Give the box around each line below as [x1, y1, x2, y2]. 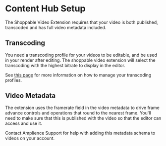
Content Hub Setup [5, 3, 86, 14]
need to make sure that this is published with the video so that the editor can [5, 115, 162, 121]
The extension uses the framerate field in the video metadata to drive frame [5, 105, 160, 110]
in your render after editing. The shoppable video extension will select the [5, 57, 156, 63]
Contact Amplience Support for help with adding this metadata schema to [5, 130, 156, 136]
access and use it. [5, 120, 43, 126]
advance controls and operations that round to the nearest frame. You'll [5, 109, 151, 116]
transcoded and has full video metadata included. [5, 24, 107, 30]
